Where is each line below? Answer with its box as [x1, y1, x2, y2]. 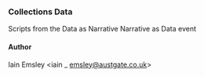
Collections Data [8, 6, 73, 17]
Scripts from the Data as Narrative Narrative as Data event [8, 24, 196, 34]
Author [8, 42, 32, 51]
